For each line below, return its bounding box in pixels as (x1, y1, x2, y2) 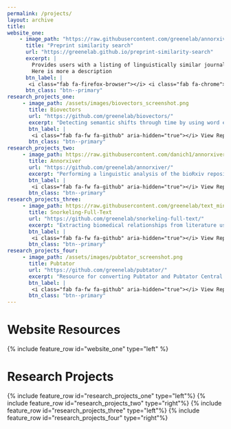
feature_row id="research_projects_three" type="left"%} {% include (7, 406, 200, 415)
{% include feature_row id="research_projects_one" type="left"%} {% (7, 392, 206, 400)
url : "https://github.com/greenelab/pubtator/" (28, 266, 168, 273)
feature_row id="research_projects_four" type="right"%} (7, 414, 168, 421)
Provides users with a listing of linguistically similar (32, 61, 201, 68)
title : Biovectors (28, 106, 81, 113)
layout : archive (7, 17, 54, 23)
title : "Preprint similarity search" (25, 42, 134, 49)
